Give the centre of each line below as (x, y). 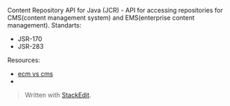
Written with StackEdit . (58, 95)
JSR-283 (30, 46)
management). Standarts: (44, 25)
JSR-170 (30, 39)
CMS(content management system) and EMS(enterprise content (101, 18)
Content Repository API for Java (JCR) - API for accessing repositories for (115, 10)
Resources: (24, 60)
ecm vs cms (35, 74)
